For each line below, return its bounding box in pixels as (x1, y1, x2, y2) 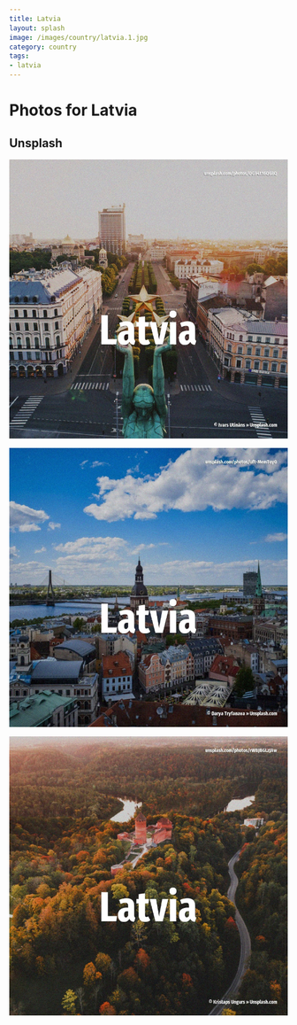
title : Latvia (9, 14, 62, 23)
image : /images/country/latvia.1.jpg (9, 33, 148, 42)
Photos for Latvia (9, 100, 138, 120)
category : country (9, 43, 77, 51)
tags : (9, 51, 29, 61)
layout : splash (9, 23, 65, 33)
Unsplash (9, 136, 64, 151)
